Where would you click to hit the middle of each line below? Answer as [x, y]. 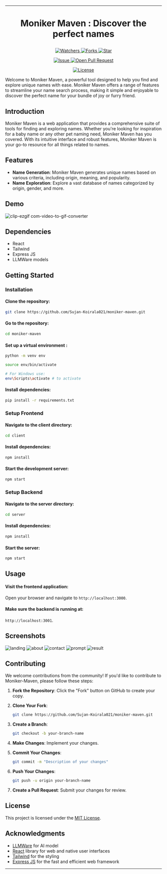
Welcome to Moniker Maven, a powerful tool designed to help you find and [82, 80]
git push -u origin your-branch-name [51, 781]
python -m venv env [25, 356]
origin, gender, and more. [38, 188]
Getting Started [30, 275]
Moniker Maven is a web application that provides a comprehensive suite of [83, 123]
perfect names [83, 34]
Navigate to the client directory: [39, 425]
